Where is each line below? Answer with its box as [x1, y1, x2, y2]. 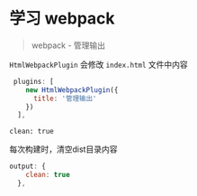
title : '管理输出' [32, 94, 97, 103]
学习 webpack [9, 8, 115, 29]
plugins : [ [13, 77, 54, 86]
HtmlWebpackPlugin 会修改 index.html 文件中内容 [9, 59, 189, 70]
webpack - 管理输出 [31, 40, 106, 51]
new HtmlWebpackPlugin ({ [25, 85, 119, 95]
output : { [9, 162, 47, 172]
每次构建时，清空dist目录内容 [9, 144, 118, 154]
